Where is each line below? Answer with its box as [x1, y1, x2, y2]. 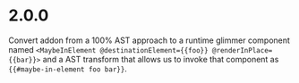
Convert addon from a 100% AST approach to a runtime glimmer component [8, 35, 290, 46]
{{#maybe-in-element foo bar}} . [8, 63, 127, 74]
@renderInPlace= [212, 46, 273, 54]
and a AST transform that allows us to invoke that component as [42, 54, 279, 64]
